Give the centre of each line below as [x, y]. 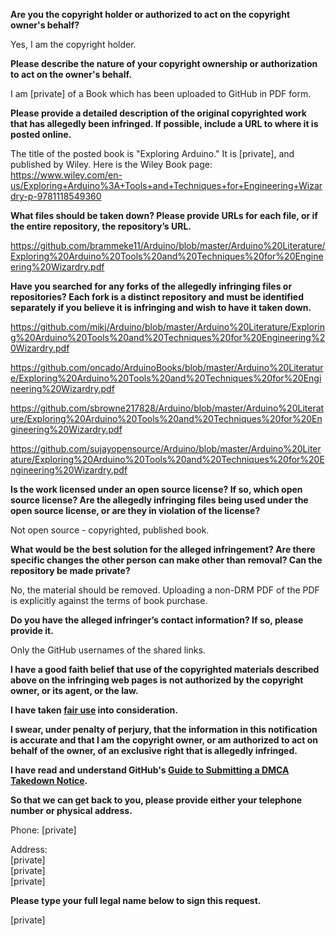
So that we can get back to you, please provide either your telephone [156, 800]
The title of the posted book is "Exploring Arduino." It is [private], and [152, 153]
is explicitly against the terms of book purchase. [109, 600]
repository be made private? [70, 570]
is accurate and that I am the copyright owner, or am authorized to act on [164, 740]
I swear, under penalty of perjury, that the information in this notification [164, 729]
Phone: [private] [43, 830]
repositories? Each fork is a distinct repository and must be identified [157, 297]
